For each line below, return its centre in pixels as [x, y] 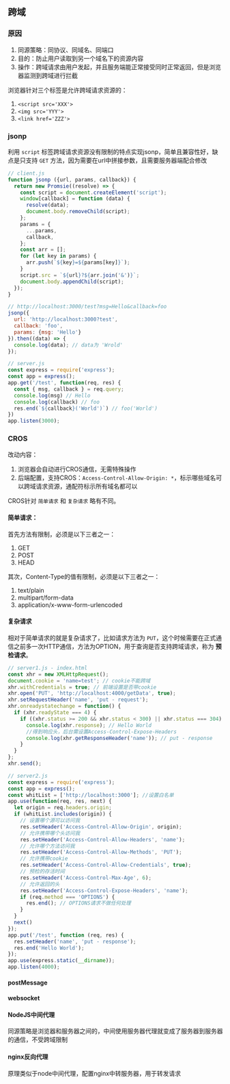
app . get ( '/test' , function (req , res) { [64, 383]
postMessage [28, 983]
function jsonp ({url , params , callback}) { [72, 180]
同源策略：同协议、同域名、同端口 [66, 49]
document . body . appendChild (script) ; [72, 282]
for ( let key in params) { [58, 256]
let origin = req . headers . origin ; [63, 808]
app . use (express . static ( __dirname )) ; [61, 961]
